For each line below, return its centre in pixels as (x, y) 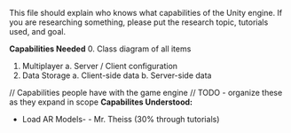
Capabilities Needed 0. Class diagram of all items (100, 49)
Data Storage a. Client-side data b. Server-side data (117, 75)
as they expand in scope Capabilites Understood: (101, 102)
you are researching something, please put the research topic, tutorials (139, 22)
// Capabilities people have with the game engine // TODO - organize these (146, 93)
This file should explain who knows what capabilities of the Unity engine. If (146, 13)
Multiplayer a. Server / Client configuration (100, 66)
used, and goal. (38, 31)
